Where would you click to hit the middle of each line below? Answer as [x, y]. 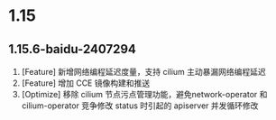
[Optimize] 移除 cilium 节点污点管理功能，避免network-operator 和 [144, 94]
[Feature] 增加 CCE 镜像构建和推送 [86, 83]
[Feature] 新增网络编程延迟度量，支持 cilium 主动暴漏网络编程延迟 [144, 72]
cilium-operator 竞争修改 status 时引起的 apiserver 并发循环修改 [140, 106]
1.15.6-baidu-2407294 [73, 49]
